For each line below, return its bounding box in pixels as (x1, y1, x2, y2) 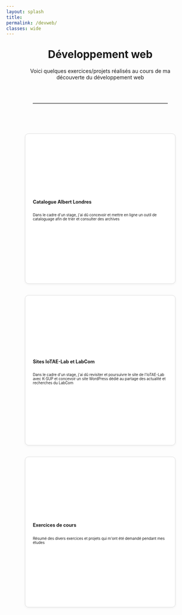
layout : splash (6, 8, 44, 15)
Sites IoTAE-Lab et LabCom (32, 358, 95, 365)
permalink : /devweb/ (6, 20, 58, 26)
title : (6, 14, 23, 20)
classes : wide (6, 25, 42, 32)
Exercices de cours (32, 522, 76, 528)
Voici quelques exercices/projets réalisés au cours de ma (30, 67, 171, 75)
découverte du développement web (56, 74, 144, 81)
